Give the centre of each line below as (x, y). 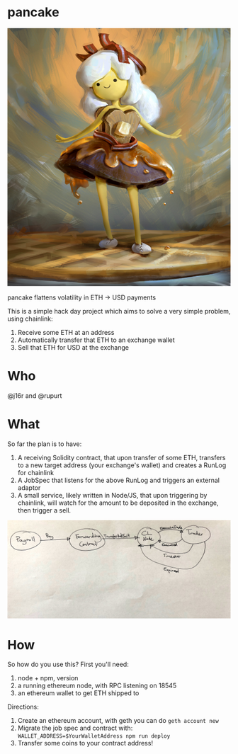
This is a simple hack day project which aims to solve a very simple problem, (119, 312)
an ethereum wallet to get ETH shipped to (78, 693)
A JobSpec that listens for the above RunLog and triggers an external (118, 480)
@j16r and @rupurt (35, 396)
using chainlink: (30, 319)
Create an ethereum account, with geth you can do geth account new (118, 721)
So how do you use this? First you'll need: (68, 664)
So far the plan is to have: (45, 444)
